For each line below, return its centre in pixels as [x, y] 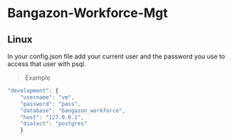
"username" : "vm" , [47, 97]
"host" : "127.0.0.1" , [52, 117]
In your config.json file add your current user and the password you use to [116, 56]
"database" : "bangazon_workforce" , [73, 111]
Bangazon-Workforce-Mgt [88, 13]
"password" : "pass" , [51, 104]
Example [38, 77]
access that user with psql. [47, 64]
